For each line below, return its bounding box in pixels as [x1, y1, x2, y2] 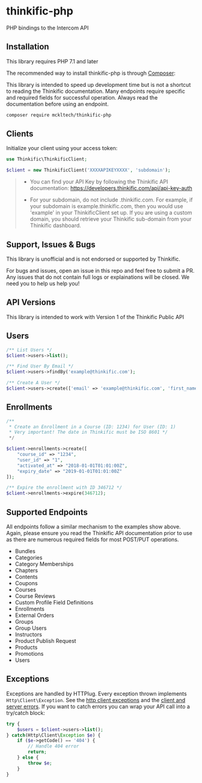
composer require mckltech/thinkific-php [6, 112, 112, 118]
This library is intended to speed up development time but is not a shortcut [6, 81, 191, 88]
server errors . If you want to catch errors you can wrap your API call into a [6, 703, 191, 710]
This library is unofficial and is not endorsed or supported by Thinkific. [6, 255, 180, 262]
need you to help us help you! [6, 280, 80, 287]
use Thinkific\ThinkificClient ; [6, 156, 87, 162]
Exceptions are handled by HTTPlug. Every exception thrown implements [6, 689, 188, 697]
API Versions [6, 297, 56, 308]
